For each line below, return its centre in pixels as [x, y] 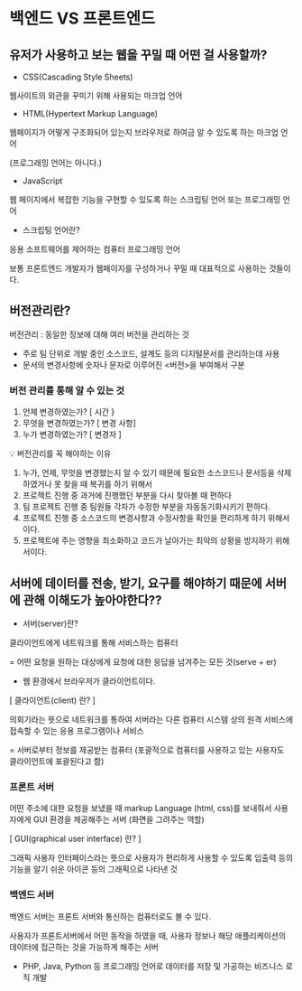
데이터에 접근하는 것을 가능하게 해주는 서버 [84, 947]
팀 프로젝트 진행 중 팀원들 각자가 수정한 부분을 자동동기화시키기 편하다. [146, 507]
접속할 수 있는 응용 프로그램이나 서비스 [77, 730]
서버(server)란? [50, 623]
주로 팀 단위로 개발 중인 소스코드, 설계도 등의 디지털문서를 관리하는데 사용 [151, 353]
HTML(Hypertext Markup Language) [90, 113]
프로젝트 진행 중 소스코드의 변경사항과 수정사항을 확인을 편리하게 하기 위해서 [156, 518]
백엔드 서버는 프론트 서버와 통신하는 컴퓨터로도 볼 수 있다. [110, 916]
